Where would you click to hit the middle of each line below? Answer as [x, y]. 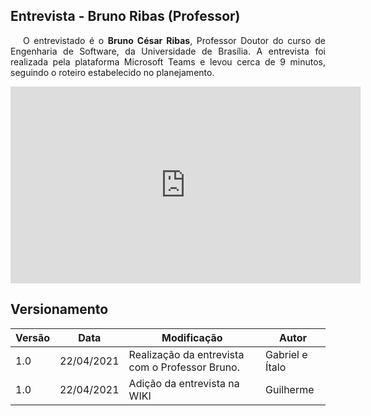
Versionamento [59, 309]
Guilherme [290, 389]
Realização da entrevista [186, 354]
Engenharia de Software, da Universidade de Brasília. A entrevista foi [168, 51]
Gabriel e [286, 354]
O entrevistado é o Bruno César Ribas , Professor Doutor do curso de [175, 40]
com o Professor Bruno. [184, 367]
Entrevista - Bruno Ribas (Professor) [125, 16]
